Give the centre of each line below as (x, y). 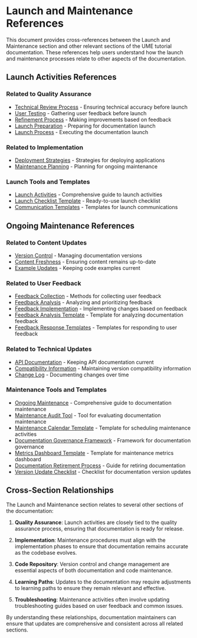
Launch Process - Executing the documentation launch (81, 132)
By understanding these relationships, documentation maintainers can (91, 617)
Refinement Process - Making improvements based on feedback (93, 119)
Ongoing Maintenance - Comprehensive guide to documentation (93, 402)
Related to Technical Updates (49, 349)
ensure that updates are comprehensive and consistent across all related (95, 623)
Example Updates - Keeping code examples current (77, 268)
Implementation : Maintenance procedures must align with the (90, 540)
